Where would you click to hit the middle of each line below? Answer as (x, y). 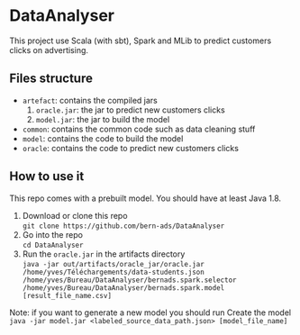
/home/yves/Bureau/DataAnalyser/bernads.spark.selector (129, 280)
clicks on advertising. (49, 50)
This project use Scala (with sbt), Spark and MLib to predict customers (141, 41)
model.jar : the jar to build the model (103, 119)
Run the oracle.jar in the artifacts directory (104, 254)
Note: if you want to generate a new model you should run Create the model (150, 312)
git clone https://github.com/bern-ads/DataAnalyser (123, 226)
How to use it (47, 177)
